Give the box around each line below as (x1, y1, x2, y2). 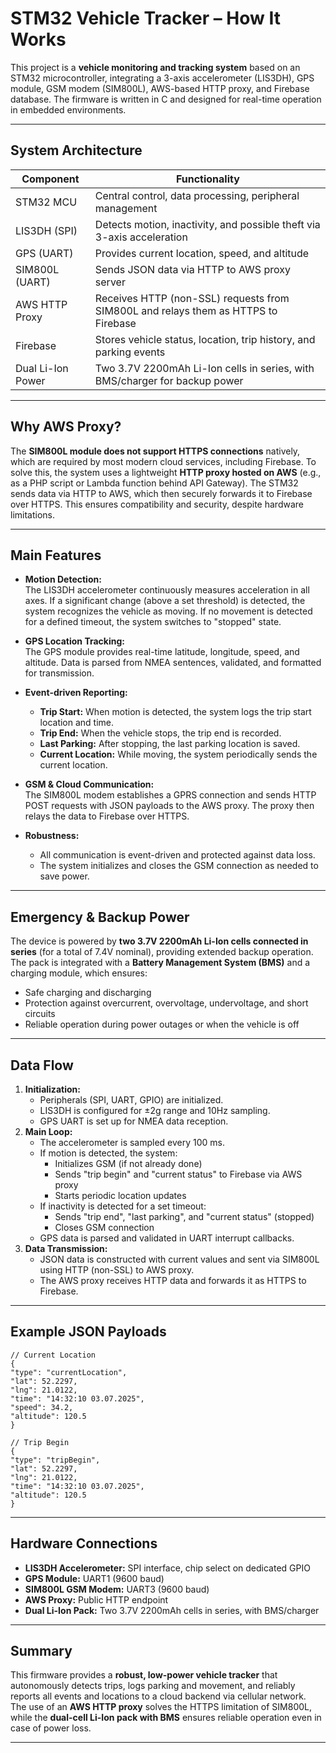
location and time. (39, 717, 115, 729)
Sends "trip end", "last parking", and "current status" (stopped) (54, 1211, 315, 1222)
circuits (24, 1008, 56, 1020)
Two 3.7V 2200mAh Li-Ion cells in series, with (94, 361, 315, 375)
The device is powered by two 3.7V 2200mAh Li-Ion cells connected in (10, 935, 309, 947)
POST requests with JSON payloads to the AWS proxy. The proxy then (24, 800, 315, 812)
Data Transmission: (24, 1243, 108, 1254)
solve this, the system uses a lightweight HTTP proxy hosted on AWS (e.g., (10, 466, 322, 478)
